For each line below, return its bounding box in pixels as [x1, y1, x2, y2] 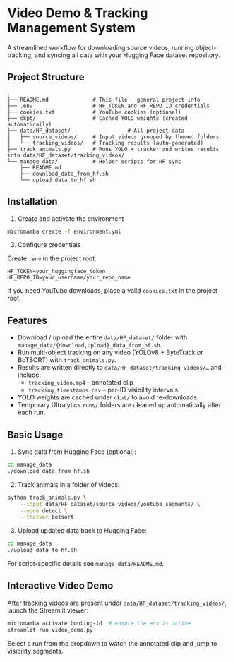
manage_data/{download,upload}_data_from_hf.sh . [17, 341, 162, 349]
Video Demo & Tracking [7, 5, 148, 21]
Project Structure [7, 71, 85, 83]
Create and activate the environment [17, 214, 124, 223]
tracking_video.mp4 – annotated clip [28, 378, 134, 387]
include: [17, 371, 41, 379]
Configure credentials [17, 241, 81, 249]
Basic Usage [7, 428, 64, 440]
